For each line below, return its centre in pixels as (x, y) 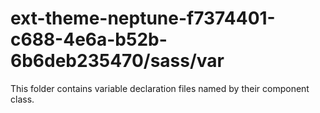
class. (22, 99)
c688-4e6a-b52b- (89, 39)
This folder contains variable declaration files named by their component (160, 88)
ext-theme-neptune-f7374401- (143, 18)
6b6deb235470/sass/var (117, 61)
